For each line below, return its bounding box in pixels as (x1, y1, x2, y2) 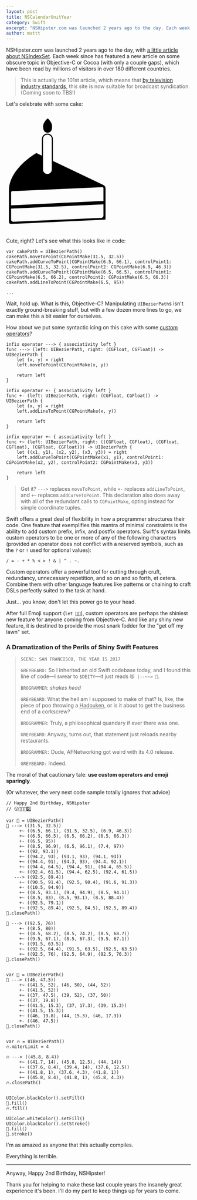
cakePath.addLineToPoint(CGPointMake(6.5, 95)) (6, 279, 125, 285)
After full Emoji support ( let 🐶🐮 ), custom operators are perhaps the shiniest (6, 610, 188, 617)
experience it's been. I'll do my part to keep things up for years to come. (6, 1187, 181, 1195)
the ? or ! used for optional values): (6, 547, 92, 554)
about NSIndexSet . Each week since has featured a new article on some (6, 53, 180, 60)
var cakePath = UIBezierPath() (6, 249, 83, 255)
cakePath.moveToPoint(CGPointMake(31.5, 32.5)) (6, 254, 125, 260)
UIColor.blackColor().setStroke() (6, 1121, 91, 1127)
